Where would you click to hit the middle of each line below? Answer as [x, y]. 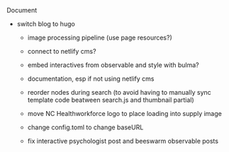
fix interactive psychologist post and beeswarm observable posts [123, 141]
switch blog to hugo [46, 24]
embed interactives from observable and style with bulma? [113, 65]
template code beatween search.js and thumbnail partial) [111, 100]
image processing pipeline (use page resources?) [100, 37]
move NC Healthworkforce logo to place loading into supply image [125, 113]
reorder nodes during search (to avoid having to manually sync [119, 92]
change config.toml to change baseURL [85, 127]
